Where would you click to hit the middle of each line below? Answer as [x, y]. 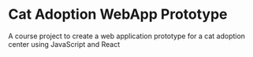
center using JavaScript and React [64, 44]
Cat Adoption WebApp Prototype [118, 14]
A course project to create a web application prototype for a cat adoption [127, 36]
